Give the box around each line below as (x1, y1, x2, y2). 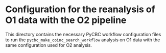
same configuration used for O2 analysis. (5, 42, 92, 48)
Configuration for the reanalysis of (5, 4, 155, 15)
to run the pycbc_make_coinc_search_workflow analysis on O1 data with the (5, 37, 160, 43)
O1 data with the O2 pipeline (5, 14, 127, 26)
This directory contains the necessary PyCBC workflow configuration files (5, 31, 161, 37)
